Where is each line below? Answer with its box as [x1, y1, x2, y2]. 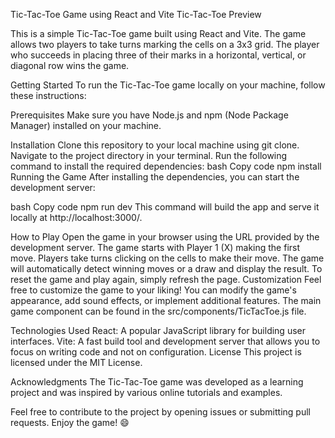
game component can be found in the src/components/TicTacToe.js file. [10, 305, 307, 317]
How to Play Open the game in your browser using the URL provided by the [10, 231, 320, 243]
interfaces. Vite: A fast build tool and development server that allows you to [10, 335, 321, 347]
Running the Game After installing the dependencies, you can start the [10, 171, 300, 183]
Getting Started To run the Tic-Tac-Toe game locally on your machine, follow [10, 79, 326, 91]
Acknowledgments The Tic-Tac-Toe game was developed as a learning [10, 376, 304, 388]
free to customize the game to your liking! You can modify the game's [10, 284, 297, 296]
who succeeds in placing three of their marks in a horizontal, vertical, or [10, 49, 307, 61]
